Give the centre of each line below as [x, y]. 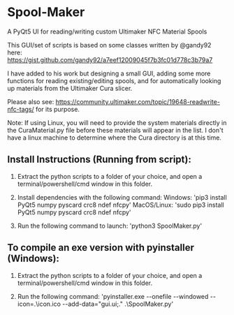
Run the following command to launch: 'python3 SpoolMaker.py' [110, 226]
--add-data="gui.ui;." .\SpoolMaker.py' [118, 304]
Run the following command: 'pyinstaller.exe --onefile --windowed [113, 296]
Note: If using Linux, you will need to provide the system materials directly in [117, 122]
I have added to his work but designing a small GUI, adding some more [109, 73]
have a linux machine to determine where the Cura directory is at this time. [115, 138]
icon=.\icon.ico [39, 304]
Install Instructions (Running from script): [100, 160]
